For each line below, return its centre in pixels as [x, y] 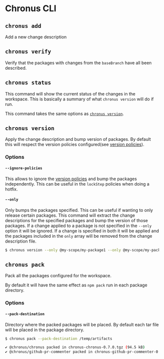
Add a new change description [36, 37]
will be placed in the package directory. [45, 330]
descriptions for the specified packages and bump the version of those [76, 220]
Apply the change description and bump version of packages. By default [78, 139]
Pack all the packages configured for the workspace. [58, 276]
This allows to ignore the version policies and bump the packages [71, 179]
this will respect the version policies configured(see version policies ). [75, 145]
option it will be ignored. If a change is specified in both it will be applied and [82, 231]
